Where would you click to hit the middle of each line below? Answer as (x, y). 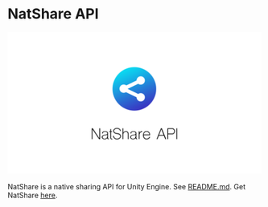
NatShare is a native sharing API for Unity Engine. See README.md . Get (127, 187)
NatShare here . (33, 195)
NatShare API (53, 14)
